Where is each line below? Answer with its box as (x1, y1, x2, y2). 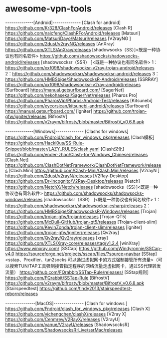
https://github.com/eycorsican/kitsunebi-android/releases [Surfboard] (5, 103, 150, 109)
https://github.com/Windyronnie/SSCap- (79, 245, 162, 251)
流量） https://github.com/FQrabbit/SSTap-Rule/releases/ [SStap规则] (5, 269, 149, 275)
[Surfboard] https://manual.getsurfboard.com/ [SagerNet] (5, 87, 124, 93)
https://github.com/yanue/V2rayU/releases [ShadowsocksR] (5, 322, 130, 328)
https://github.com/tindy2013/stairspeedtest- (39, 285, 132, 291)
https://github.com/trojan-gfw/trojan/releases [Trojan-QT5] (5, 213, 127, 220)
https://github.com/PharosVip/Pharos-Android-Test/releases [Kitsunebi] (5, 97, 153, 103)
